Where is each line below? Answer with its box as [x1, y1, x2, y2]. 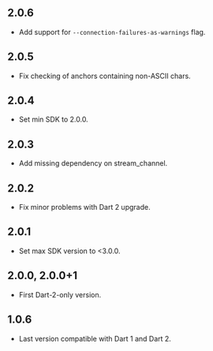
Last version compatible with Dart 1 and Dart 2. [18, 334, 171, 343]
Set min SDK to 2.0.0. [18, 114, 88, 125]
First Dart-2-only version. [18, 289, 102, 299]
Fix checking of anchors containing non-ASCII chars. [18, 71, 191, 80]
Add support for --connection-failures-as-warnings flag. [18, 27, 206, 36]
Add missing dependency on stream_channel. [18, 159, 168, 168]
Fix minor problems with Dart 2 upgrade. [18, 203, 151, 212]
